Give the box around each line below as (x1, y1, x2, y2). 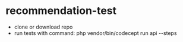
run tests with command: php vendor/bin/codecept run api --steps (14, 29, 177, 36)
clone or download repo (14, 23, 73, 30)
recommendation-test (5, 4, 117, 17)
